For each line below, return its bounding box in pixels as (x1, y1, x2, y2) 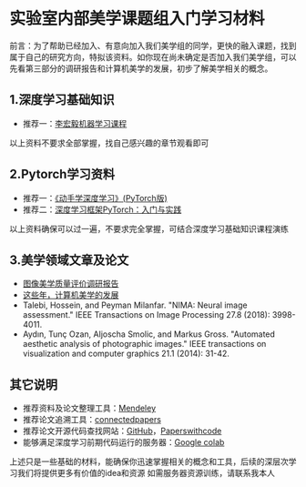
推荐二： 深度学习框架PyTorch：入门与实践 (22, 204, 182, 215)
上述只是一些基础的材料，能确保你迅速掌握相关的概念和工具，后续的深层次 (9, 456, 289, 467)
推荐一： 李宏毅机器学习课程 (22, 117, 127, 128)
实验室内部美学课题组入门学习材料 (9, 8, 266, 29)
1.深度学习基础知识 (9, 92, 116, 107)
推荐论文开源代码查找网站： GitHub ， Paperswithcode (22, 425, 222, 437)
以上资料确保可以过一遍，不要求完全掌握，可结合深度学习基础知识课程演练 (9, 223, 289, 234)
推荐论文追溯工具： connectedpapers (22, 414, 162, 425)
